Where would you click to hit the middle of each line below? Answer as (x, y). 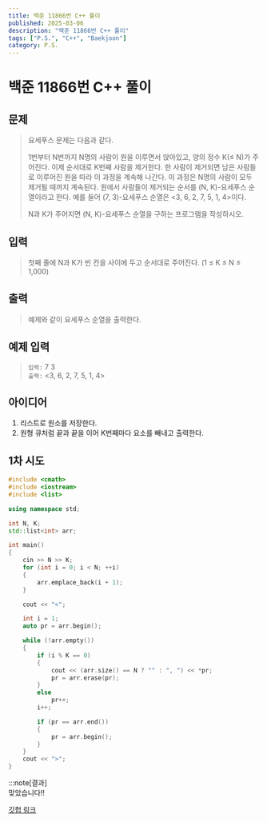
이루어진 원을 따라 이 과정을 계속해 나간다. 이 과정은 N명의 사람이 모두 (145, 178)
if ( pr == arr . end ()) (73, 722)
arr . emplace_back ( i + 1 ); (80, 582)
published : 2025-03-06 (46, 23)
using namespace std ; (44, 509)
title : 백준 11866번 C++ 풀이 (54, 16)
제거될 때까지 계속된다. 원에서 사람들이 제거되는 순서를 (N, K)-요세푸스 (137, 187)
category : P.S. (34, 46)
